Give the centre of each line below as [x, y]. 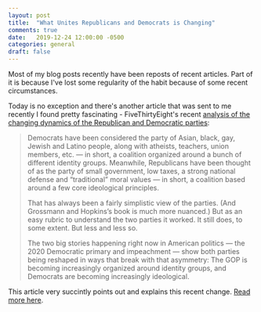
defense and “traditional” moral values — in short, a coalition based [136, 180]
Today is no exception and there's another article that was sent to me [120, 106]
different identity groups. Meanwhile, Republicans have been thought [139, 163]
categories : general [42, 45]
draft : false [29, 52]
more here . [26, 300]
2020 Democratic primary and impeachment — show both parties [134, 251]
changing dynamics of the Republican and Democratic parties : [109, 123]
